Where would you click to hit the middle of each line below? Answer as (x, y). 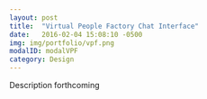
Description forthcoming (55, 85)
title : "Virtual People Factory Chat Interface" (104, 26)
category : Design (42, 59)
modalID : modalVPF (44, 51)
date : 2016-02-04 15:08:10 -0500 (76, 34)
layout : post (34, 18)
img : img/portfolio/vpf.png (62, 43)
